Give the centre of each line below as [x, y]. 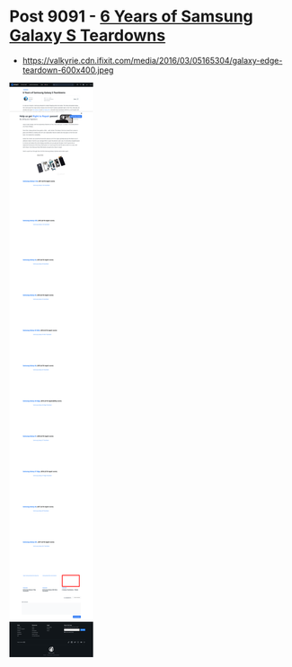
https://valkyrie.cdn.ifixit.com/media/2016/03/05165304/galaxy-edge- [152, 60]
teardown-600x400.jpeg [68, 70]
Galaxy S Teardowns [88, 35]
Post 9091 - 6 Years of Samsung [131, 17]
